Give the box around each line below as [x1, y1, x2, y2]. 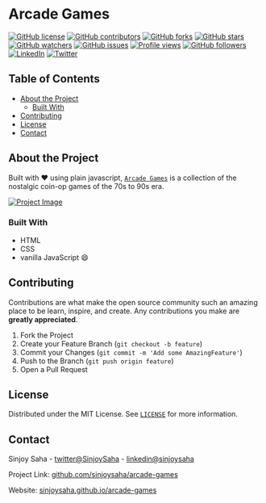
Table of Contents [8, 72, 101, 86]
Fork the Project [19, 330, 74, 340]
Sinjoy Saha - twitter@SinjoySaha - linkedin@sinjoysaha [8, 454, 195, 464]
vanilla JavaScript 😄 [19, 252, 89, 262]
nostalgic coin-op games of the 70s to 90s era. [8, 181, 164, 191]
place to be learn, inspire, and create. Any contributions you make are [8, 306, 240, 316]
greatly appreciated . [8, 314, 78, 324]
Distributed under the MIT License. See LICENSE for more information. [8, 409, 238, 419]
